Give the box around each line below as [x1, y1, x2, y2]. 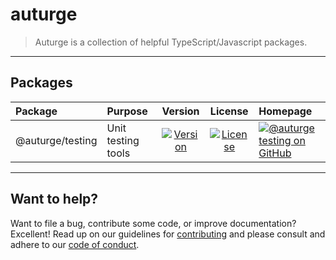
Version [161, 104, 200, 118]
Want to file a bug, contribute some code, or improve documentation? [10, 217, 297, 229]
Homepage [258, 104, 313, 118]
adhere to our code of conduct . [10, 238, 140, 250]
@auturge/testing [15, 133, 98, 147]
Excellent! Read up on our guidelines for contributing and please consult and [10, 228, 326, 240]
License [209, 104, 249, 118]
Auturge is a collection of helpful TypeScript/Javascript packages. [34, 36, 308, 48]
